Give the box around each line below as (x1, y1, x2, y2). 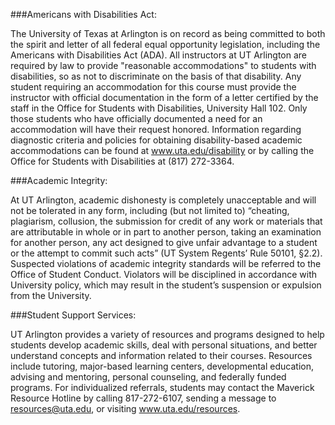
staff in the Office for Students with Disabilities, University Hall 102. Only (10, 102, 308, 114)
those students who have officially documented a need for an (10, 113, 263, 124)
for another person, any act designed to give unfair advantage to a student (10, 237, 318, 248)
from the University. (10, 290, 92, 301)
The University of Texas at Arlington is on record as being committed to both (10, 28, 326, 39)
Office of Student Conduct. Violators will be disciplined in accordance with (10, 269, 317, 280)
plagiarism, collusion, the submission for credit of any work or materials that (10, 215, 323, 227)
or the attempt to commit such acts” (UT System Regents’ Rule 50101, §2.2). (10, 247, 323, 259)
